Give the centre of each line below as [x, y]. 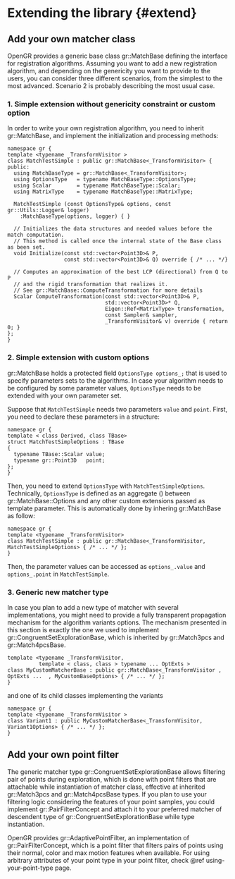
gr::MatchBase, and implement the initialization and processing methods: [113, 136]
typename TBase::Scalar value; [59, 454]
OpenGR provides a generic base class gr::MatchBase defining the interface [118, 56]
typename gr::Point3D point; [59, 460]
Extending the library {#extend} [102, 13]
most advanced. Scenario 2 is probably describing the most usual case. [111, 86]
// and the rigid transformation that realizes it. [91, 284]
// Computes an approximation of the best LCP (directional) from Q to [121, 272]
